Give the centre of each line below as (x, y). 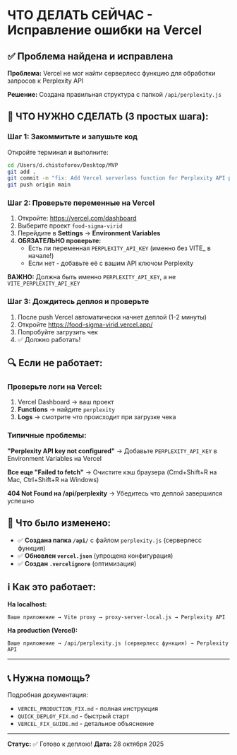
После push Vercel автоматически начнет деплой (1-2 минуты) (112, 317)
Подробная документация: (48, 695)
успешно (21, 501)
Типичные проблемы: (47, 435)
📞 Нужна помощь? (49, 678)
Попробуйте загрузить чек (58, 332)
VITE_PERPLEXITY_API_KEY (44, 284)
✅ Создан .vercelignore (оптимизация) (77, 563)
